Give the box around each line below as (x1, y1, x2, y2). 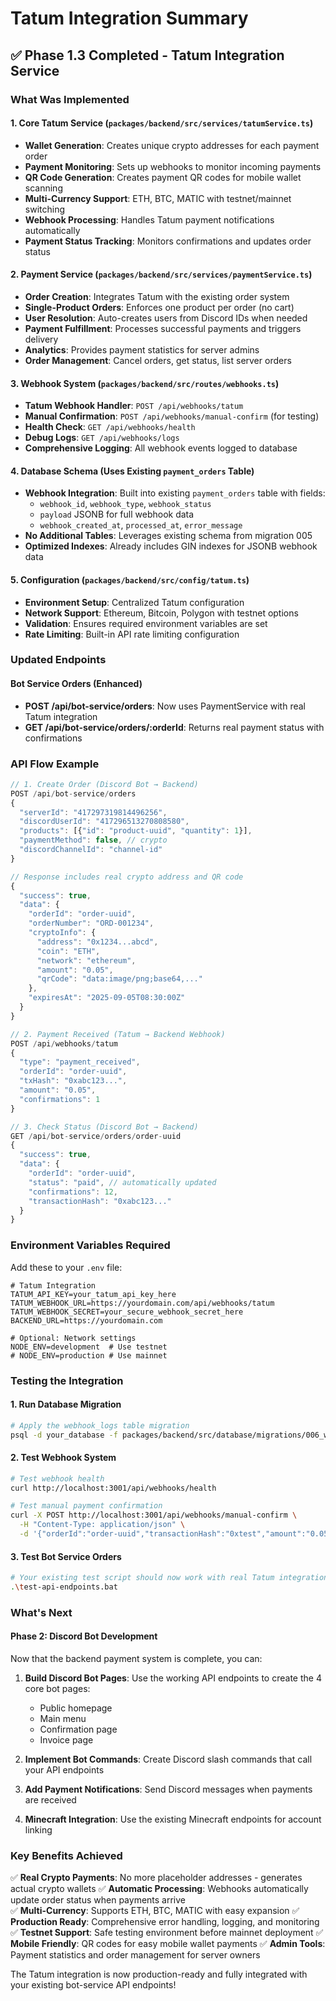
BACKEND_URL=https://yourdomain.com (10, 1315, 163, 1326)
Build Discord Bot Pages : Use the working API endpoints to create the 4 (24, 1672, 322, 1684)
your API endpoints (24, 1764, 105, 1776)
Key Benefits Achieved (10, 1848, 123, 1862)
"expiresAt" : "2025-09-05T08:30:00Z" (28, 993, 186, 1003)
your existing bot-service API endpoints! (10, 1979, 177, 1991)
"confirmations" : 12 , (28, 1187, 118, 1197)
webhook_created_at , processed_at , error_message (39, 519, 243, 531)
